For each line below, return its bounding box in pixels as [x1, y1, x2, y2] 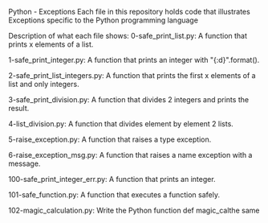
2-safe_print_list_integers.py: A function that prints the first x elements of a [8, 71, 256, 80]
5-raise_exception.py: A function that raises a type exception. [8, 134, 212, 144]
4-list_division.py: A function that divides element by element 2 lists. [8, 119, 234, 128]
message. [8, 159, 41, 168]
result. [8, 104, 30, 113]
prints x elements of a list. [8, 39, 94, 49]
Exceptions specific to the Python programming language [8, 15, 199, 25]
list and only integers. [8, 80, 79, 89]
